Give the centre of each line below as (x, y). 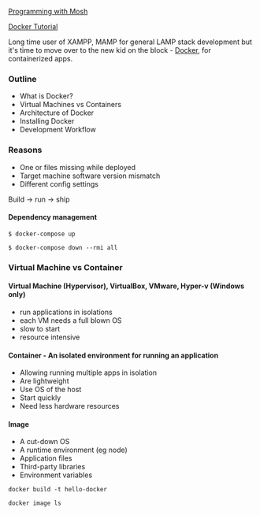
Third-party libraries (52, 467)
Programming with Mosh (48, 11)
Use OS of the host (50, 390)
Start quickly (40, 398)
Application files (46, 458)
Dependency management (52, 217)
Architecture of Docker (57, 113)
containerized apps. (41, 59)
